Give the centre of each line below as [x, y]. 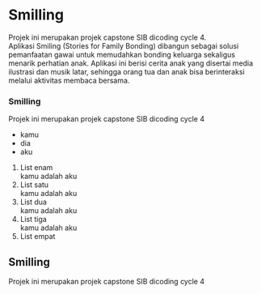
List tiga [33, 219]
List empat [38, 236]
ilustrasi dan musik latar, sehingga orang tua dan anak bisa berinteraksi [126, 71]
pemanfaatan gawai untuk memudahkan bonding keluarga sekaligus [122, 54]
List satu [34, 185]
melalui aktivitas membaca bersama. [69, 80]
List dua [33, 202]
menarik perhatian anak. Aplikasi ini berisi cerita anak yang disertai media [131, 63]
